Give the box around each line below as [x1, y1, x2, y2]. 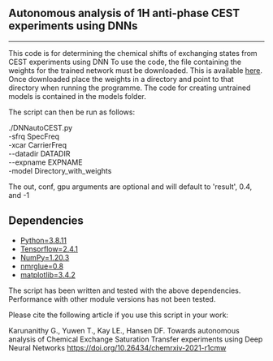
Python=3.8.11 [19, 235, 67, 245]
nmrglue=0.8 [19, 261, 63, 271]
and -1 [8, 190, 30, 200]
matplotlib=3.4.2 [19, 269, 76, 279]
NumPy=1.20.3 [19, 252, 70, 262]
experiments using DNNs [8, 19, 138, 33]
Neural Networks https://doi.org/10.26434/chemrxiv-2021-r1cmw [8, 342, 227, 352]
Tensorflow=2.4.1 [19, 243, 79, 254]
